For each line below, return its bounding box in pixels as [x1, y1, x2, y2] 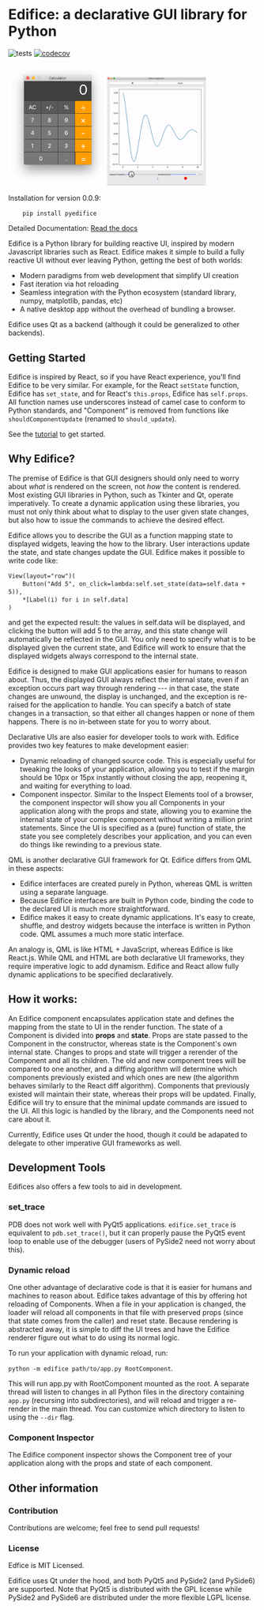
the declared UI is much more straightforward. [19, 903, 170, 914]
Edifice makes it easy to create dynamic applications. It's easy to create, [19, 912, 255, 922]
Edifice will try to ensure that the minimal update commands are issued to [8, 1097, 247, 1107]
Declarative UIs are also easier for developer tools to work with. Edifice [8, 732, 239, 741]
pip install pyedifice [22, 209, 97, 218]
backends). [8, 328, 45, 337]
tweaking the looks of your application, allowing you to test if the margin [19, 764, 255, 774]
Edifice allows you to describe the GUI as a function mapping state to [8, 530, 233, 540]
